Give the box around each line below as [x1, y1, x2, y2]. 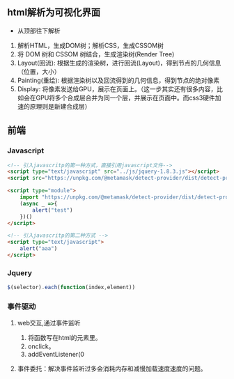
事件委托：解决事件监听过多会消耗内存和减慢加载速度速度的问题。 [17, 364, 207, 373]
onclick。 [27, 342, 55, 350]
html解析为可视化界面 [7, 6, 101, 19]
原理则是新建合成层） [29, 102, 91, 110]
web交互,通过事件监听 [17, 319, 81, 327]
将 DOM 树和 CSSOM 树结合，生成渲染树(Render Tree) [17, 49, 175, 58]
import [19, 194, 39, 201]
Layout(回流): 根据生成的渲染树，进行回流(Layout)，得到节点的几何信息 [17, 59, 221, 67]
